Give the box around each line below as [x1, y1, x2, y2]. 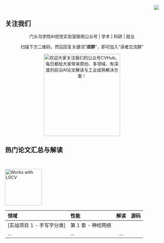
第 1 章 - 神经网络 [70, 222, 112, 228]
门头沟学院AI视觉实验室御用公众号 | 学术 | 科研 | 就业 [29, 33, 135, 39]
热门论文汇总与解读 [5, 146, 63, 154]
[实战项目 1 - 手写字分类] [7, 222, 66, 228]
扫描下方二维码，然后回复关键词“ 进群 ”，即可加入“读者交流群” [20, 44, 144, 50]
